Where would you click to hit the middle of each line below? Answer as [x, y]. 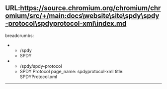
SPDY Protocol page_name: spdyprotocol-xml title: [72, 71]
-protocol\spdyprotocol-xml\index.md [66, 23]
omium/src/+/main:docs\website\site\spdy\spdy [82, 16]
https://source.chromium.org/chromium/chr [90, 8]
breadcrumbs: [20, 35]
